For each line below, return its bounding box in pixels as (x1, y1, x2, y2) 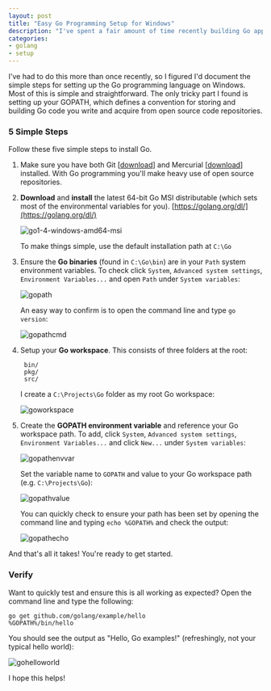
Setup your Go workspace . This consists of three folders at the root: (19, 345, 248, 356)
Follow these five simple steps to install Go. (8, 145, 152, 154)
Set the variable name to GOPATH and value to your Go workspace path (19, 470, 252, 479)
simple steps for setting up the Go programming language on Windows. (8, 80, 246, 90)
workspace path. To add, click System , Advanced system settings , (19, 429, 237, 439)
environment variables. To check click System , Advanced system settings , (19, 266, 263, 276)
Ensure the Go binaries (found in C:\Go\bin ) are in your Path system (19, 257, 246, 267)
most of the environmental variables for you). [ (19, 201, 175, 211)
